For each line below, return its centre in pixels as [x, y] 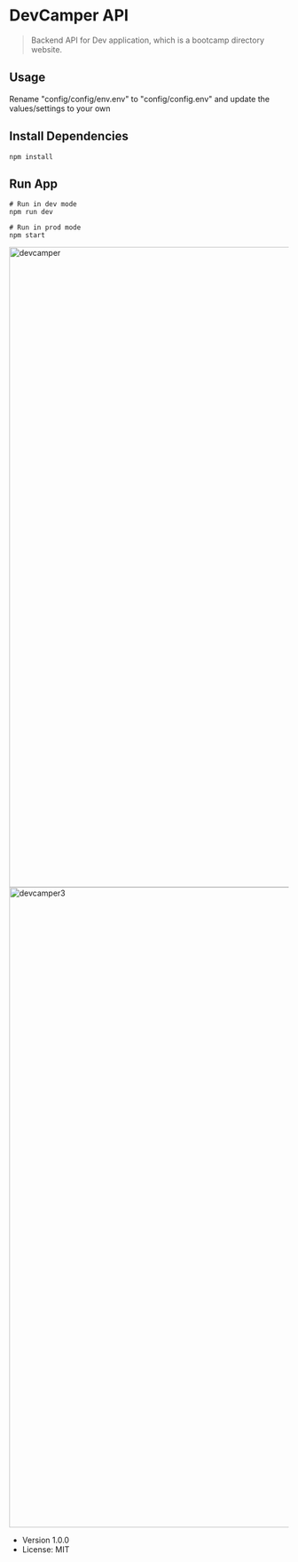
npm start [27, 235]
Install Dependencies [69, 136]
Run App [34, 183]
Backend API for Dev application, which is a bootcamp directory [147, 40]
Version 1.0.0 [45, 1540]
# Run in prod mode [45, 227]
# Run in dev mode [43, 204]
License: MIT [46, 1550]
